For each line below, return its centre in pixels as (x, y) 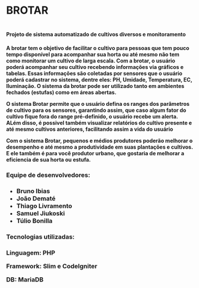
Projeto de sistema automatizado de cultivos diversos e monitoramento (96, 35)
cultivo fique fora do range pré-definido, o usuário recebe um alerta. (92, 116)
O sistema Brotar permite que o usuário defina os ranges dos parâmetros (98, 104)
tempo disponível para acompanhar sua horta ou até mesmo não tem (93, 54)
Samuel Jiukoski (41, 213)
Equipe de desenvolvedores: (48, 175)
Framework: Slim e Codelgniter (52, 267)
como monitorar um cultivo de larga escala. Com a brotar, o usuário (91, 61)
